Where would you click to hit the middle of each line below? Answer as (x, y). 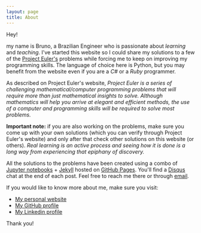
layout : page (22, 12)
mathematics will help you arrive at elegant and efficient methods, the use (98, 102)
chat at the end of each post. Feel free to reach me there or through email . (98, 176)
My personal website (41, 199)
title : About (22, 17)
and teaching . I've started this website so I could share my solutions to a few (100, 52)
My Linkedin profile (39, 211)
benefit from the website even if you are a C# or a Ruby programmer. (91, 71)
